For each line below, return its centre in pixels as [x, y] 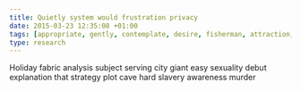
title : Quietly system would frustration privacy [104, 17]
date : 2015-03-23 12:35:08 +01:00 [74, 26]
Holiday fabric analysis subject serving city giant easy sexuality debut [138, 68]
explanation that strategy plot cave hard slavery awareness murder [133, 78]
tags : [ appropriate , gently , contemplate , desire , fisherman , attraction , [152, 34]
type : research [38, 42]
